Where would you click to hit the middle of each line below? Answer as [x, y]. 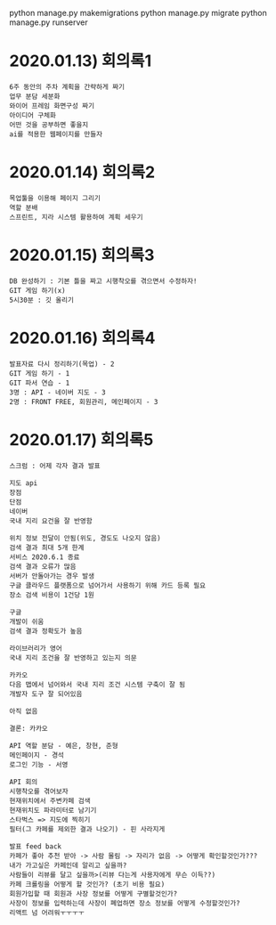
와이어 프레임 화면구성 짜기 [52, 106]
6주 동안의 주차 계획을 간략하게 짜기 [67, 87]
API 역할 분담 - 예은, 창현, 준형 [64, 746]
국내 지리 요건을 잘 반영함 [51, 521]
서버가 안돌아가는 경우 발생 [52, 576]
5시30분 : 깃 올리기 [41, 300]
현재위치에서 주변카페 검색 [50, 800]
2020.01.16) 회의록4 [82, 338]
